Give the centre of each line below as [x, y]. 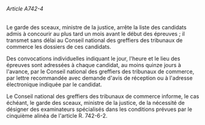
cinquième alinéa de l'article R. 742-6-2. [57, 116]
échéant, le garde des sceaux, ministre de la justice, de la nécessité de [95, 103]
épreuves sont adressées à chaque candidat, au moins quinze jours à [94, 65]
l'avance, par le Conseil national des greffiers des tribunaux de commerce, [100, 72]
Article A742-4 [25, 9]
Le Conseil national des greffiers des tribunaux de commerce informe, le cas [103, 96]
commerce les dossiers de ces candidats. [59, 47]
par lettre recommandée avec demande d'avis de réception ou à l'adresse [99, 78]
